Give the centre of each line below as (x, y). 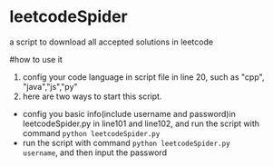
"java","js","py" (50, 86)
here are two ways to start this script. (92, 96)
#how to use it (36, 59)
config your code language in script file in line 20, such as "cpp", (143, 77)
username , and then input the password (95, 152)
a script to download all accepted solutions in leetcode (112, 42)
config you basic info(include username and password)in (129, 113)
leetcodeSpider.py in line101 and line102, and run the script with (141, 123)
